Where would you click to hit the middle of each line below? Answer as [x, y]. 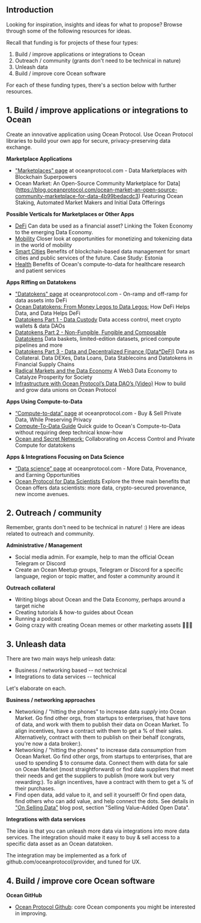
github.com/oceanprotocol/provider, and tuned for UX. [73, 862]
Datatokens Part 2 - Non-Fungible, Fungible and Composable [91, 332]
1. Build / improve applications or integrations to [97, 110]
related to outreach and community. [50, 534]
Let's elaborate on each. [36, 688]
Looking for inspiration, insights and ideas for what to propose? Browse [94, 24]
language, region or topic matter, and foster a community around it [97, 576]
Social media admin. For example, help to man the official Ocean [94, 557]
